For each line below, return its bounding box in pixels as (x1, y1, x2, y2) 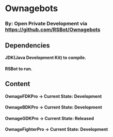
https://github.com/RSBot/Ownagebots (5, 26, 100, 33)
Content (5, 80, 31, 88)
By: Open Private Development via (5, 20, 87, 27)
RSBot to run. (5, 66, 32, 72)
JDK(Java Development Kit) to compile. (5, 55, 86, 61)
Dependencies (5, 41, 50, 49)
